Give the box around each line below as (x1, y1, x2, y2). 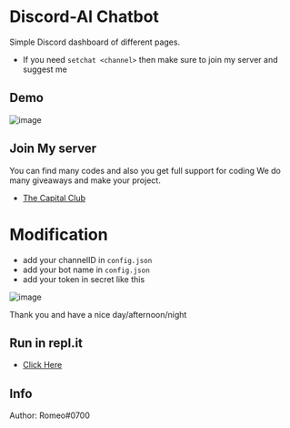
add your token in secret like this (22, 273, 145, 284)
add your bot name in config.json (22, 264, 150, 275)
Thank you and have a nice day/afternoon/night (9, 309, 187, 320)
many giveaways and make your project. (9, 175, 161, 186)
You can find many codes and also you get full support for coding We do (9, 165, 282, 176)
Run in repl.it (9, 335, 84, 351)
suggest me (22, 64, 68, 75)
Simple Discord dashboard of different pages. (9, 36, 180, 47)
